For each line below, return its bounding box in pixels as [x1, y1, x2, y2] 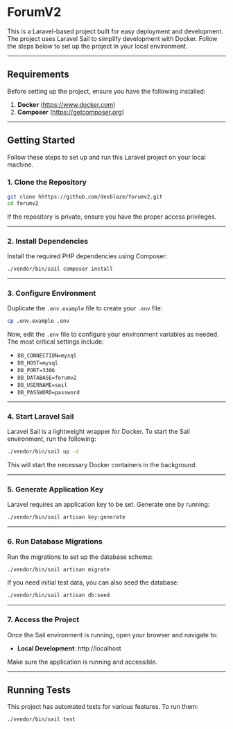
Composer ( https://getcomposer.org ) [17, 108, 125, 116]
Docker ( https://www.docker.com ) [17, 100, 116, 108]
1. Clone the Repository [7, 178, 87, 187]
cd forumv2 [7, 199, 39, 207]
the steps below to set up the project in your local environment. [7, 42, 188, 50]
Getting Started [7, 135, 76, 146]
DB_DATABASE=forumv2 [17, 374, 77, 381]
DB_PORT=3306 [17, 367, 55, 374]
